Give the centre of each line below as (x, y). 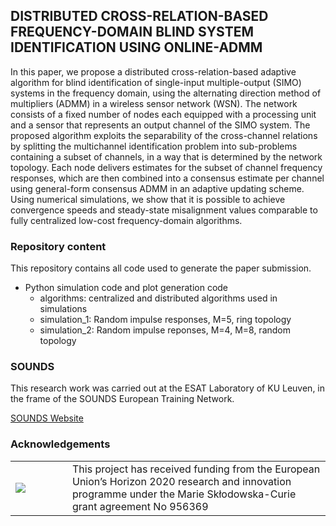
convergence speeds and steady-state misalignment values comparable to (164, 210)
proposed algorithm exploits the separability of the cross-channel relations (164, 135)
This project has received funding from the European (196, 469)
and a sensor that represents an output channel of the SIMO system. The (160, 125)
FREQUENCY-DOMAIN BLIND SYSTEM (132, 32)
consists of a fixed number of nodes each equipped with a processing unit (163, 114)
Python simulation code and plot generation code (126, 288)
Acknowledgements (60, 444)
